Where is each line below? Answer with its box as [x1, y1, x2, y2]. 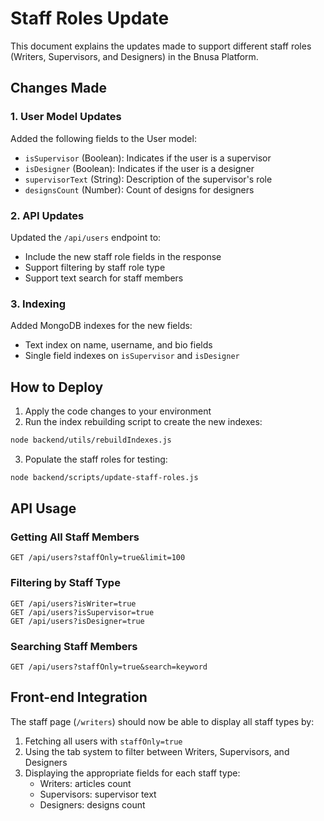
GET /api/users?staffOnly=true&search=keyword [10, 662, 208, 672]
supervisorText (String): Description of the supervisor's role [24, 173, 273, 185]
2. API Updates [10, 208, 85, 222]
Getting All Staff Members [10, 530, 140, 544]
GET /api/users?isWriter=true [10, 598, 137, 609]
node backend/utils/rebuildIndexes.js [10, 435, 172, 446]
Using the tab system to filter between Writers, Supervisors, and [24, 745, 290, 757]
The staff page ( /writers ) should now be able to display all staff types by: [10, 715, 315, 727]
